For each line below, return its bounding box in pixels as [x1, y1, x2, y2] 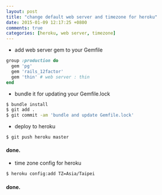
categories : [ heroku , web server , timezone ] [6, 30, 116, 36]
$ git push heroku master [6, 134, 69, 141]
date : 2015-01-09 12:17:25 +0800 [6, 19, 87, 25]
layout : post [6, 8, 38, 15]
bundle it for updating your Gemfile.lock [14, 90, 111, 97]
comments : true [6, 25, 43, 31]
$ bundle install [6, 101, 48, 107]
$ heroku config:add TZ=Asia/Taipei [6, 171, 95, 177]
